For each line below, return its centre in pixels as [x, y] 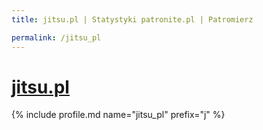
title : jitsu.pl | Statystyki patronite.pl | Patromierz [132, 19]
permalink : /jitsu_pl [56, 37]
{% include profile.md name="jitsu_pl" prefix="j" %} [118, 115]
